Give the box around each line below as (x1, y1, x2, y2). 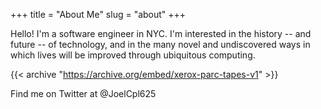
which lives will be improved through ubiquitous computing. (10, 49, 256, 61)
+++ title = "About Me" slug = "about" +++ (10, 9, 187, 20)
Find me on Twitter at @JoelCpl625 (10, 88, 157, 99)
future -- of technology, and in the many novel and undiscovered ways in (10, 39, 311, 50)
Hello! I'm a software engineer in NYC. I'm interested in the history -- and (10, 28, 312, 39)
